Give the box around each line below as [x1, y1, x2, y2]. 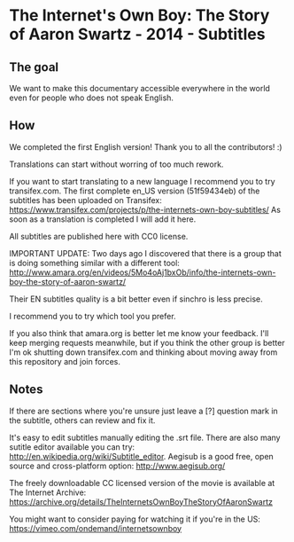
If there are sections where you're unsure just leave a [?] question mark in [9, 405, 279, 416]
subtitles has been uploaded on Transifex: [9, 194, 162, 205]
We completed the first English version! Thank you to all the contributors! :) [9, 141, 282, 152]
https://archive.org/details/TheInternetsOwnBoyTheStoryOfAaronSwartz [9, 496, 273, 507]
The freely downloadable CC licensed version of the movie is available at [9, 477, 275, 488]
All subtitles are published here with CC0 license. [9, 231, 189, 241]
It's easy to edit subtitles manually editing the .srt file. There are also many [9, 432, 281, 443]
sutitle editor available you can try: [9, 441, 135, 452]
